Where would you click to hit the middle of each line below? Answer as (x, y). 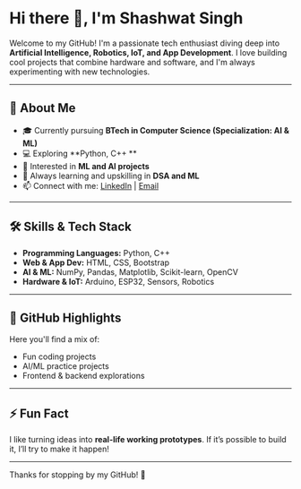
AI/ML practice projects (65, 366)
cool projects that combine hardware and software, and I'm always (132, 62)
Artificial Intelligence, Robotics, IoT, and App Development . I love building (148, 52)
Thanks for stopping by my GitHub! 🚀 (77, 475)
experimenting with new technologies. (80, 72)
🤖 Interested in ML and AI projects (86, 166)
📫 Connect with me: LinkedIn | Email (90, 185)
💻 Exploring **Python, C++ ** (79, 153)
